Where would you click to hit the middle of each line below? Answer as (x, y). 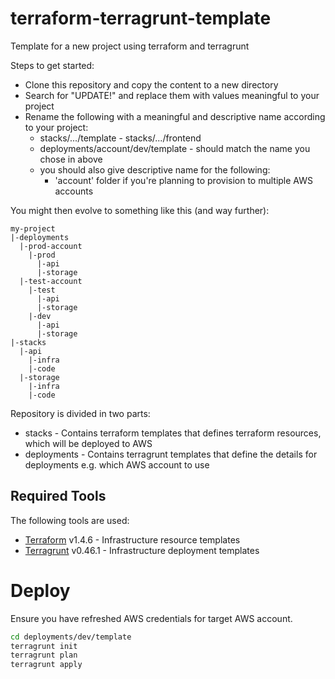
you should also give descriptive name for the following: (155, 169)
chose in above (71, 159)
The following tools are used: (70, 520)
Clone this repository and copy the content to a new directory (151, 84)
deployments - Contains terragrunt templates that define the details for (171, 454)
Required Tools (58, 496)
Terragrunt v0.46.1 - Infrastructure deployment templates (142, 550)
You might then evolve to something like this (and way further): (140, 210)
